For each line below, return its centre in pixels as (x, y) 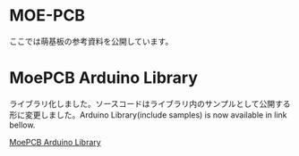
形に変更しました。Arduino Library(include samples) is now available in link (148, 115)
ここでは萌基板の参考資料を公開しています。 (91, 41)
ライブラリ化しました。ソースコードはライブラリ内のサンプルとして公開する (150, 103)
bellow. (22, 125)
